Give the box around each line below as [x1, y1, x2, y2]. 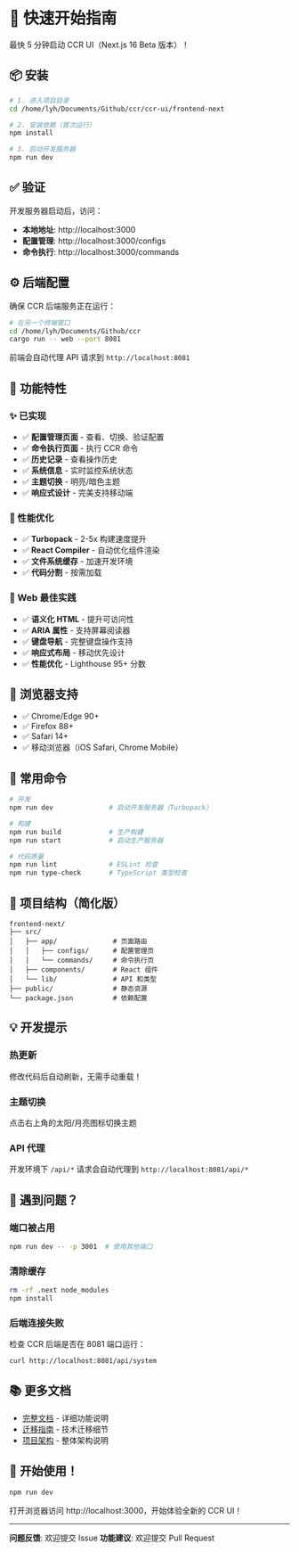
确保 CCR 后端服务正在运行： [9, 300, 117, 311]
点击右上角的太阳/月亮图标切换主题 [9, 1117, 138, 1128]
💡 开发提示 [9, 1020, 68, 1035]
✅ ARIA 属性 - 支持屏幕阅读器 [21, 625, 131, 636]
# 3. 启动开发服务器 [9, 144, 77, 154]
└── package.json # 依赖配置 [9, 993, 149, 1003]
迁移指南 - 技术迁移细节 [21, 1424, 109, 1434]
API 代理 [9, 1142, 45, 1154]
